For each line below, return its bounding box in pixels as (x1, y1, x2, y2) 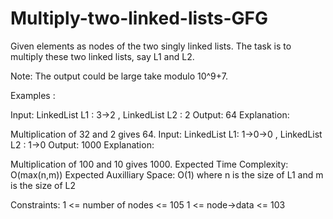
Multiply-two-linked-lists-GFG (10, 7, 269, 30)
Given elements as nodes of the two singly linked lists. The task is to (10, 40, 292, 52)
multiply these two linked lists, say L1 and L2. (10, 50, 195, 62)
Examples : (10, 89, 56, 101)
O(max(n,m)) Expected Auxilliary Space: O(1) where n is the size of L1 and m (10, 168, 324, 181)
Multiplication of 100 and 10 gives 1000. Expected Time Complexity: (10, 158, 289, 170)
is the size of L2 (10, 179, 77, 191)
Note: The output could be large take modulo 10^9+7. (10, 70, 228, 82)
